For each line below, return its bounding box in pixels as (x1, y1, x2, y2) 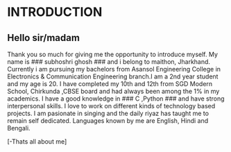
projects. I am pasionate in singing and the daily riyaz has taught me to (7, 109, 209, 117)
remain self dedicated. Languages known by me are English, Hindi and (7, 117, 209, 125)
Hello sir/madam (7, 32, 80, 44)
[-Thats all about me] (7, 137, 67, 146)
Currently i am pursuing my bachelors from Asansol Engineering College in (7, 65, 221, 73)
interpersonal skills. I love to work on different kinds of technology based (7, 102, 216, 110)
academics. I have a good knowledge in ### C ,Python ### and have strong (7, 94, 225, 103)
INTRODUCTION (7, 4, 103, 20)
